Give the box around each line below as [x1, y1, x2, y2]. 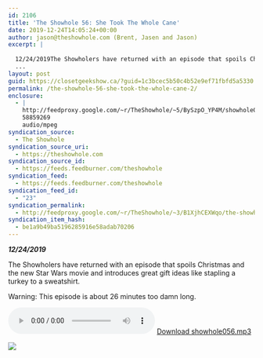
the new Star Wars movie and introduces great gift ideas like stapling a [8, 268, 236, 277]
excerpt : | [8, 41, 44, 49]
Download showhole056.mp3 [156, 327, 252, 336]
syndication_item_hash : [8, 216, 86, 224]
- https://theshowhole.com [15, 150, 103, 158]
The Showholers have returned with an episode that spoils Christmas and [8, 260, 245, 269]
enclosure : [8, 92, 44, 100]
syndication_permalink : [8, 201, 86, 209]
